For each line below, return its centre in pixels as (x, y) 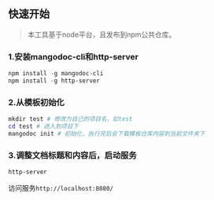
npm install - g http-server (54, 81)
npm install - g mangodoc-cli (56, 74)
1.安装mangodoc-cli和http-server (74, 56)
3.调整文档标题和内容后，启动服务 (73, 155)
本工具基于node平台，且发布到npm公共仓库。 (101, 35)
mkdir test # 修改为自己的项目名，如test (70, 119)
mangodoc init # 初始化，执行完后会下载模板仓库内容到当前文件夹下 (107, 133)
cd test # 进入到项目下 (43, 127)
